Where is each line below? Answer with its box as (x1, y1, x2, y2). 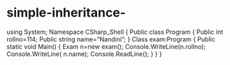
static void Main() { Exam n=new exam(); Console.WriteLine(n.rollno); (6, 42, 206, 50)
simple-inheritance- (6, 5, 127, 21)
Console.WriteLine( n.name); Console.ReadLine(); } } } (6, 50, 162, 58)
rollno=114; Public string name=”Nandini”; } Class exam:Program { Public (6, 35, 216, 43)
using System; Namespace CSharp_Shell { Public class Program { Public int (6, 28, 224, 36)
